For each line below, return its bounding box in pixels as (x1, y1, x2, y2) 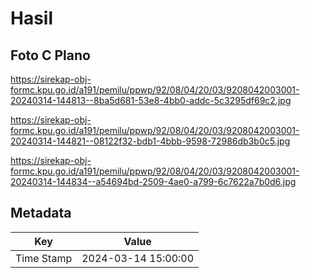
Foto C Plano (10, 47, 91, 64)
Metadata (10, 205, 72, 222)
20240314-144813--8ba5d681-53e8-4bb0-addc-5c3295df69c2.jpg (10, 95, 292, 106)
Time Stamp (15, 251, 73, 265)
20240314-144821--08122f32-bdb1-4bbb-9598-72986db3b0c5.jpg (10, 135, 291, 147)
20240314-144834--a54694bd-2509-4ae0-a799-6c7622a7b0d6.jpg (10, 176, 297, 187)
